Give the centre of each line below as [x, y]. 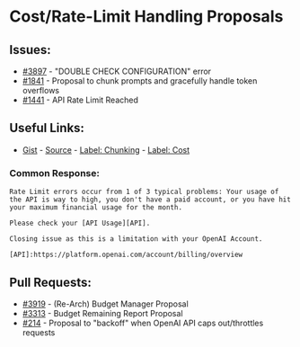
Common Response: [55, 173]
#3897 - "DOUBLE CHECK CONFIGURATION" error [117, 71]
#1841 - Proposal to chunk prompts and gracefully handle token [140, 81]
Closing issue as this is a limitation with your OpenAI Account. [136, 239]
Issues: [30, 50]
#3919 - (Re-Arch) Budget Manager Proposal [105, 304]
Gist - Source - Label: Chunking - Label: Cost [106, 149]
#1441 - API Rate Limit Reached [80, 100]
